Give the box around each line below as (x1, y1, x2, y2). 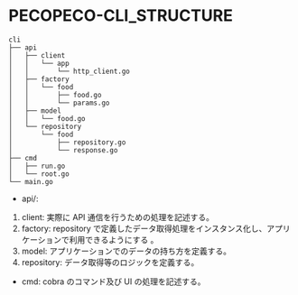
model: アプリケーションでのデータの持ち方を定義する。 (21, 245, 232, 256)
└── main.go (8, 177, 53, 186)
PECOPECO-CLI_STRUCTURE (8, 5, 234, 26)
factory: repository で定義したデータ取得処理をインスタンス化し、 (21, 223, 267, 234)
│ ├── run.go (8, 161, 66, 171)
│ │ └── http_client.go (8, 67, 130, 76)
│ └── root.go (8, 169, 70, 179)
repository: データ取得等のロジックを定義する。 (21, 256, 200, 267)
